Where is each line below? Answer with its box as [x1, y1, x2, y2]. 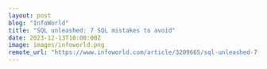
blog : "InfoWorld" [8, 19, 69, 27]
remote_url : [8, 48, 48, 56]
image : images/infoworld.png [8, 41, 105, 49]
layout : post [8, 11, 52, 20]
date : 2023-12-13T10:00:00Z [8, 33, 102, 42]
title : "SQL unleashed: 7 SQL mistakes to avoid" [8, 26, 176, 34]
